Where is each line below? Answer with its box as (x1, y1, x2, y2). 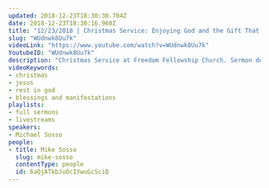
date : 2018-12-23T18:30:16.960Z (8, 19, 116, 27)
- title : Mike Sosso (8, 146, 78, 154)
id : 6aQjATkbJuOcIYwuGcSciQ (15, 168, 110, 176)
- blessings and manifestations (8, 94, 116, 102)
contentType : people (15, 161, 84, 169)
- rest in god (8, 86, 56, 94)
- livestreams (8, 116, 56, 124)
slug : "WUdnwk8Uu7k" (8, 34, 78, 42)
